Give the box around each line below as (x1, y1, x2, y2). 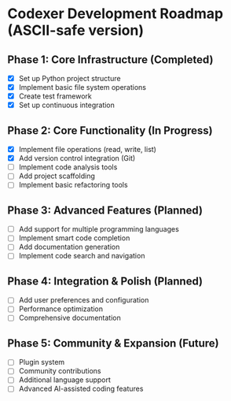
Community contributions (18, 366, 101, 376)
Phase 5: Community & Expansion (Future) (7, 336, 219, 350)
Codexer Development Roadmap (7, 5, 224, 23)
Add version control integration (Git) (18, 154, 136, 163)
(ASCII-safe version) (7, 21, 145, 39)
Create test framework (18, 91, 92, 101)
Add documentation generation (18, 242, 120, 252)
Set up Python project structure (18, 74, 121, 83)
